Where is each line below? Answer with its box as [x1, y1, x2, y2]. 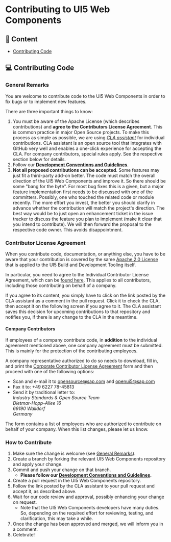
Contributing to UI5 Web [5, 4, 110, 15]
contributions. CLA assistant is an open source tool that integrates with [12, 140, 162, 146]
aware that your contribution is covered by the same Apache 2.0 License [5, 256, 158, 262]
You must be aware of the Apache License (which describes [12, 118, 140, 124]
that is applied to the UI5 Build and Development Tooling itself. [5, 262, 136, 268]
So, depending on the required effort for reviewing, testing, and [20, 510, 154, 516]
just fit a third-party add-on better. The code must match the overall [12, 172, 156, 178]
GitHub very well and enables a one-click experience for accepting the [12, 145, 162, 151]
